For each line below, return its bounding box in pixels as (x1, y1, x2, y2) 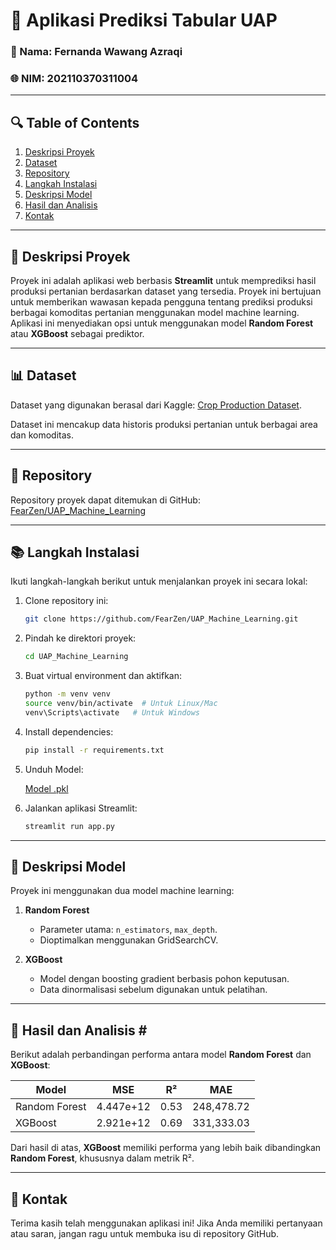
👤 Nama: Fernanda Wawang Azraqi (10, 45, 183, 59)
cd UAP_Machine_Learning (24, 652, 129, 662)
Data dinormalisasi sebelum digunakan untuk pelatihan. (39, 984, 268, 996)
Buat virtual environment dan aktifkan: (24, 670, 183, 682)
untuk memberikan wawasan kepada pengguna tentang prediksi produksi (10, 296, 313, 308)
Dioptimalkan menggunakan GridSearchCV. (39, 934, 219, 946)
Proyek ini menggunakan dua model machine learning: (10, 885, 235, 897)
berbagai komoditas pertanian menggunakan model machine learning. (10, 307, 300, 319)
